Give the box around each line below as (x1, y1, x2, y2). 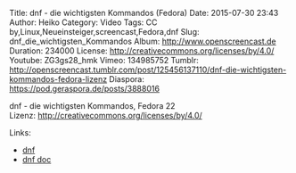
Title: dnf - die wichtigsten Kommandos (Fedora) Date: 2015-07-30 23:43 (9, 8, 279, 18)
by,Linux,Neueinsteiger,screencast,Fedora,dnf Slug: (9, 27, 200, 37)
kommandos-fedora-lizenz (9, 74, 108, 84)
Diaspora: (109, 74, 144, 84)
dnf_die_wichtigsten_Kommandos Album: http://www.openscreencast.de (9, 36, 276, 46)
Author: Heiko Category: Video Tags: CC (9, 17, 158, 28)
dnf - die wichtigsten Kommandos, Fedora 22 (9, 101, 176, 111)
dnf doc (21, 154, 52, 164)
